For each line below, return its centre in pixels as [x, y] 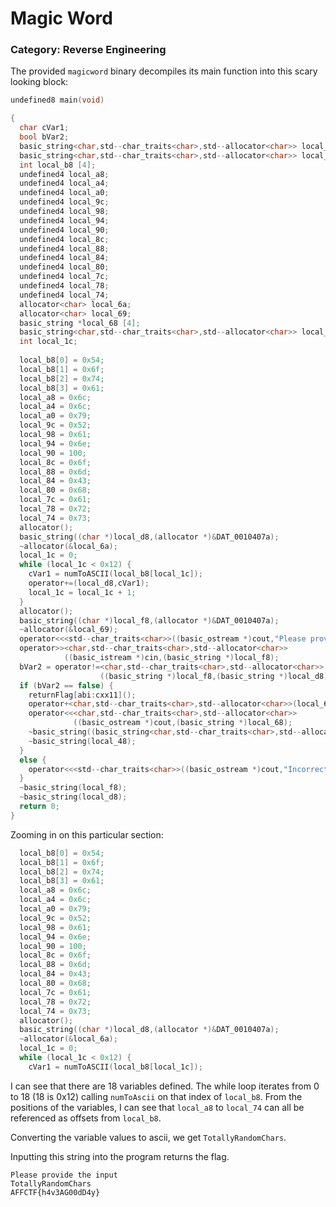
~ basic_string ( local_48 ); [82, 741]
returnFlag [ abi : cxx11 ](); [82, 695]
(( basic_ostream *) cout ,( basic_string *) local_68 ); [183, 723]
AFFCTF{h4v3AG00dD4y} [55, 1192]
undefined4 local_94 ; [64, 220]
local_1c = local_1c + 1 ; [82, 592]
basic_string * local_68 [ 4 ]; [80, 323]
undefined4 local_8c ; [64, 239]
